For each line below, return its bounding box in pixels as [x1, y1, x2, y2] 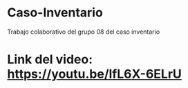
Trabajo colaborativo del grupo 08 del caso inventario [7, 27, 160, 36]
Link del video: [7, 52, 93, 67]
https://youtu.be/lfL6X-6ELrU [7, 67, 182, 82]
